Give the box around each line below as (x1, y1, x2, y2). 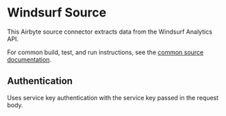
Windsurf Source (7, 5, 107, 21)
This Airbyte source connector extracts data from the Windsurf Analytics (7, 27, 212, 36)
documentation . (7, 55, 52, 63)
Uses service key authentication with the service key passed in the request (7, 93, 219, 102)
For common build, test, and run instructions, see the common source (7, 48, 204, 56)
